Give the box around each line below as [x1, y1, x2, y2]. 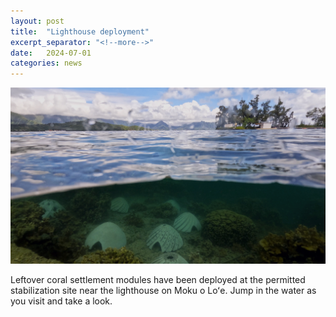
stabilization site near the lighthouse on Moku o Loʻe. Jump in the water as [10, 284, 317, 296]
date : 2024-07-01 [10, 48, 92, 58]
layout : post [10, 16, 65, 26]
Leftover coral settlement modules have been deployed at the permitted [10, 273, 306, 285]
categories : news [10, 58, 83, 69]
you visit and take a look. [10, 295, 113, 307]
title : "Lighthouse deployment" [10, 26, 150, 37]
